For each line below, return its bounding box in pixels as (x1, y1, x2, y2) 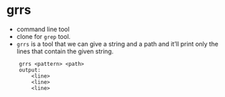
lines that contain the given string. (16, 47, 114, 55)
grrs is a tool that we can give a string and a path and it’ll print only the (16, 39, 219, 48)
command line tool (16, 25, 70, 33)
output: (19, 67, 41, 73)
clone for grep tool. (16, 32, 71, 40)
